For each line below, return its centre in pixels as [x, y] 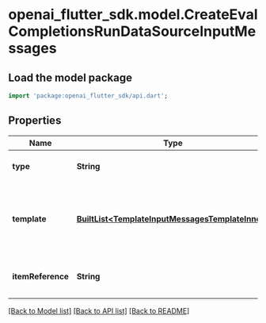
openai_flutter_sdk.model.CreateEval [133, 15]
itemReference [41, 276]
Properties [35, 121]
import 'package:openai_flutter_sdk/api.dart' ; [88, 96]
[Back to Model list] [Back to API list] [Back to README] [99, 310]
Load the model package [70, 77]
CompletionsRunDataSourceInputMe [132, 31]
